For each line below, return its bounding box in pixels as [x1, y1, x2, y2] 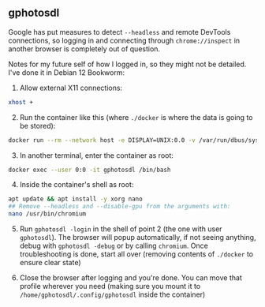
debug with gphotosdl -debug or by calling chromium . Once [19, 241, 209, 251]
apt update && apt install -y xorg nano [8, 195, 144, 204]
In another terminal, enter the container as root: [19, 150, 174, 160]
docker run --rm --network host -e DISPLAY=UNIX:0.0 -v [8, 136, 196, 144]
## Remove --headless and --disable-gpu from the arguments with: [8, 203, 231, 211]
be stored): [19, 121, 56, 130]
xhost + [8, 98, 34, 106]
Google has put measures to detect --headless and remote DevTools [8, 27, 231, 36]
